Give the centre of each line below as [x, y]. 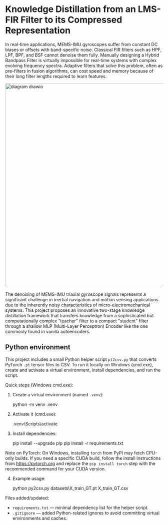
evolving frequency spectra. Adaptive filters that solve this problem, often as [84, 66]
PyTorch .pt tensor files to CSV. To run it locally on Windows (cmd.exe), [79, 364]
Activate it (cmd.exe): [34, 414]
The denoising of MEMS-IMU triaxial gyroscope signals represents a [75, 294]
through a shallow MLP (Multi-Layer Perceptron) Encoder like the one [77, 326]
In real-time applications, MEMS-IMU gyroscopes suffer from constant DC [81, 44]
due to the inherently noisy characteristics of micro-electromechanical [78, 305]
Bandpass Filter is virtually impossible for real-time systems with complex [81, 60]
